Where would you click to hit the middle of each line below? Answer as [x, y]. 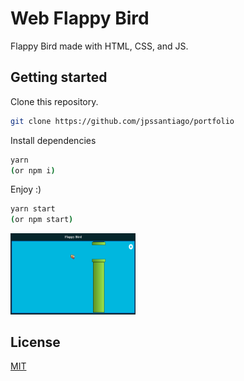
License [35, 342]
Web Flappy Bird [80, 18]
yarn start [33, 209]
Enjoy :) [26, 189]
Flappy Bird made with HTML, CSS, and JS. [99, 46]
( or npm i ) [33, 170]
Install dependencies [53, 140]
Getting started [59, 77]
